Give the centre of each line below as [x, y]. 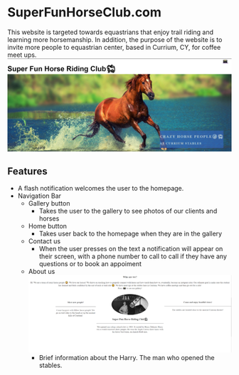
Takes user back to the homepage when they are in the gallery [131, 234]
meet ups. [22, 55]
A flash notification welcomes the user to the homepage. [101, 189]
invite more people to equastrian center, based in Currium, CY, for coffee [114, 47]
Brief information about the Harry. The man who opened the [127, 357]
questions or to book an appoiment [90, 264]
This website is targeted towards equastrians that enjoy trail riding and [111, 32]
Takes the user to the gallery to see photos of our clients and [128, 211]
